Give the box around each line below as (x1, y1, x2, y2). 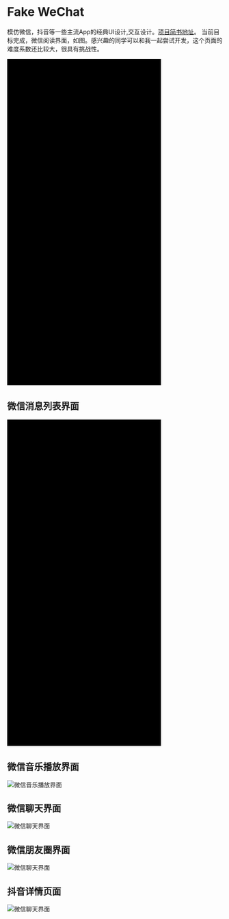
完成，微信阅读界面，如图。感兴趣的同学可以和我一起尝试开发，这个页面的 (12, 36, 223, 45)
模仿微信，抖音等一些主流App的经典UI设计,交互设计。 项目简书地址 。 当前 (7, 27, 214, 36)
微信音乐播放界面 (7, 761, 79, 773)
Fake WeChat (7, 4, 85, 20)
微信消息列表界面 (7, 400, 79, 412)
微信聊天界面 (7, 802, 62, 814)
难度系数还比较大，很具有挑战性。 (7, 45, 103, 53)
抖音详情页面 (7, 885, 62, 897)
